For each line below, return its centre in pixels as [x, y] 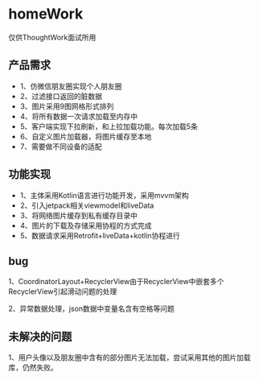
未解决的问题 [40, 336]
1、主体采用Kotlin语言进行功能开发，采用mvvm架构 [104, 195]
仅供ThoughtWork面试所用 [52, 37]
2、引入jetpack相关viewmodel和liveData [87, 205]
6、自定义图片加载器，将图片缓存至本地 [86, 136]
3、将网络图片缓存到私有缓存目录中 [79, 215]
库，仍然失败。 [33, 368]
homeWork [46, 14]
